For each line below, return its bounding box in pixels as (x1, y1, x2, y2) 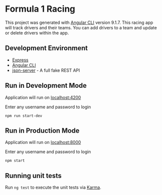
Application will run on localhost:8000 (5, 139, 81, 145)
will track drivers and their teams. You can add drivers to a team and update (5, 24, 157, 30)
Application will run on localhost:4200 (5, 94, 81, 100)
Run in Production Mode (5, 126, 80, 135)
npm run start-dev (5, 113, 42, 118)
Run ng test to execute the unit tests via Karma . (5, 184, 101, 191)
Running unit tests (5, 172, 62, 180)
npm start (5, 158, 25, 163)
